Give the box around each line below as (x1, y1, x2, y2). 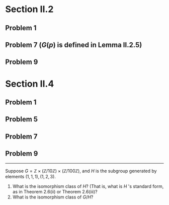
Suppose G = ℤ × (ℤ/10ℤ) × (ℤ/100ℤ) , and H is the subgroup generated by (5, 168, 157, 174)
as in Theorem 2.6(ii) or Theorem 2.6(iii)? (12, 188, 98, 194)
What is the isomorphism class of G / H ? (12, 194, 94, 200)
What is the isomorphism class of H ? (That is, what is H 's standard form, (12, 183, 164, 189)
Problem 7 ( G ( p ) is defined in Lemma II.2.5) (5, 40, 142, 49)
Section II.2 (5, 4, 54, 15)
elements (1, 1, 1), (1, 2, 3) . (5, 173, 56, 179)
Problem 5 (5, 115, 38, 124)
